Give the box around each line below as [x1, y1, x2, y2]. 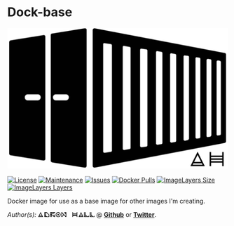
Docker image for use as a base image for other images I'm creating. [7, 197, 205, 205]
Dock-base [7, 4, 73, 20]
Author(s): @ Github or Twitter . [7, 210, 156, 218]
